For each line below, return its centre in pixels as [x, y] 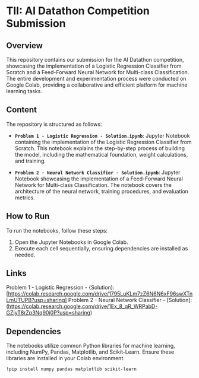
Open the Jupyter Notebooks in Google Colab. [72, 242]
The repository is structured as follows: [54, 124]
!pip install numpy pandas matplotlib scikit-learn [71, 369]
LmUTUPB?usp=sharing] [37, 300]
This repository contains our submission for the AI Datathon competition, [95, 60]
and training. [30, 161]
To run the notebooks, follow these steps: [57, 230]
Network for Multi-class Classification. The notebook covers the [93, 185]
